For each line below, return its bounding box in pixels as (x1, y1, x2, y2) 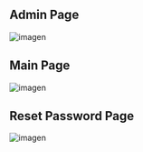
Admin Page (9, 7, 80, 23)
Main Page (9, 58, 71, 74)
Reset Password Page (9, 108, 135, 124)
